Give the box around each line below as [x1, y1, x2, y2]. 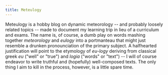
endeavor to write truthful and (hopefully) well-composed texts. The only [5, 58, 156, 64]
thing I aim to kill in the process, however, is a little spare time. [5, 64, 134, 70]
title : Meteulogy [5, 7, 42, 13]
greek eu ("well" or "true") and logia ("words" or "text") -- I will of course [5, 53, 157, 59]
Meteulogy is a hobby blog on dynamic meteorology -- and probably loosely [5, 21, 163, 27]
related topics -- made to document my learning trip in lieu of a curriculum [5, 26, 159, 33]
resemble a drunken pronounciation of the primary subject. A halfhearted [5, 42, 157, 48]
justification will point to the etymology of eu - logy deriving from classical [5, 48, 157, 54]
